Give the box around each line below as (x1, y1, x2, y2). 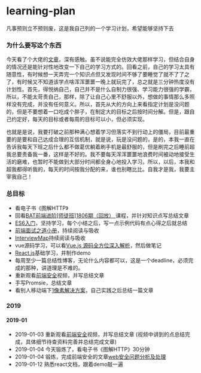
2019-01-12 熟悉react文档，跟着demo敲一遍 (14, 360, 124, 368)
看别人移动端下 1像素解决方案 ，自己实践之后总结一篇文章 (14, 286, 154, 293)
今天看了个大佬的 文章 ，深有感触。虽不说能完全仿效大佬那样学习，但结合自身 (6, 56, 195, 63)
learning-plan (6, 4, 76, 18)
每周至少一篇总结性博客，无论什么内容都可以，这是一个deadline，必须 (14, 256, 188, 264)
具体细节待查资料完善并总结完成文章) (25, 338, 117, 345)
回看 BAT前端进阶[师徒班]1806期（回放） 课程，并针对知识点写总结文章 (14, 212, 190, 219)
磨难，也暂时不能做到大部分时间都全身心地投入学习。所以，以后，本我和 (16, 158, 195, 166)
